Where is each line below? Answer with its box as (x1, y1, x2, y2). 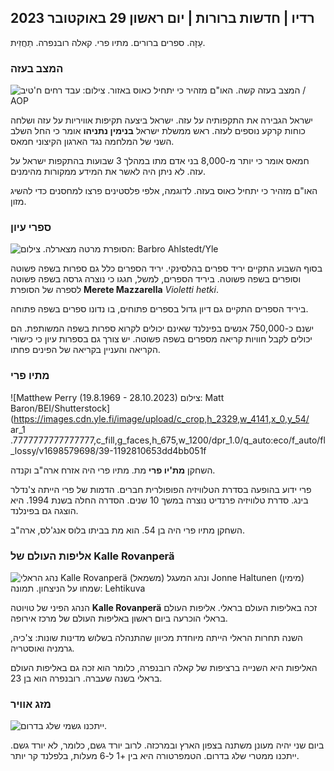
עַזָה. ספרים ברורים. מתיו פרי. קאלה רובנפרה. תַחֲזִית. (10, 36, 206, 48)
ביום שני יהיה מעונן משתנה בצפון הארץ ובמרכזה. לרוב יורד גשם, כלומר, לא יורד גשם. (10, 739, 325, 751)
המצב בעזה (10, 61, 64, 75)
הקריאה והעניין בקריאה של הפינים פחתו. (10, 344, 161, 356)
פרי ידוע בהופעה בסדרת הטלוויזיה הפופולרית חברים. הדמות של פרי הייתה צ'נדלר (10, 483, 312, 495)
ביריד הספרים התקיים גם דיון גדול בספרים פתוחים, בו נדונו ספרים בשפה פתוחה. (10, 303, 309, 315)
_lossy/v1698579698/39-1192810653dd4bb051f (10, 444, 207, 456)
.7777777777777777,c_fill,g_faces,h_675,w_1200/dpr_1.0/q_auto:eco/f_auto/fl (10, 434, 326, 446)
